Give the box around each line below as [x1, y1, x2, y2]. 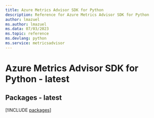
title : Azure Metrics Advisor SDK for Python [5, 7, 104, 13]
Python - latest [5, 73, 70, 84]
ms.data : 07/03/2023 [5, 26, 49, 32]
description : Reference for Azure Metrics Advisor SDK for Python [5, 12, 149, 17]
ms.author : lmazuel [5, 21, 47, 27]
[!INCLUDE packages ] [5, 107, 52, 113]
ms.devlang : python [5, 36, 47, 41]
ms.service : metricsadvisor [5, 41, 65, 46]
